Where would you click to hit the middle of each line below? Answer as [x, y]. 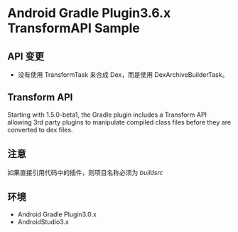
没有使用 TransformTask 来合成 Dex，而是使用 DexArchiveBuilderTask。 [123, 75]
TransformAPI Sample [74, 28]
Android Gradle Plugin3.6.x [89, 13]
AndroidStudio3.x [43, 222]
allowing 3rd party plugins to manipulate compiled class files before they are [119, 122]
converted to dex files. [40, 130]
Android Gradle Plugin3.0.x [57, 214]
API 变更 [26, 56]
